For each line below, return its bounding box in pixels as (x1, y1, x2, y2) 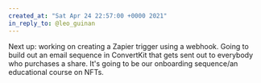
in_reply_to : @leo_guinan (8, 19, 95, 27)
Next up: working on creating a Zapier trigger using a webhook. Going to (8, 41, 250, 51)
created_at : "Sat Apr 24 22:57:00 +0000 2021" (8, 11, 168, 20)
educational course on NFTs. (8, 67, 105, 77)
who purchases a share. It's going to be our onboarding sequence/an (8, 58, 238, 68)
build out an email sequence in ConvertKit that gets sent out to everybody (8, 50, 254, 60)
